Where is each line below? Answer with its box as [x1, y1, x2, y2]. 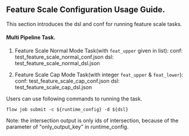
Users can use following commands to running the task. [6, 95, 142, 102]
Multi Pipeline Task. [6, 34, 56, 41]
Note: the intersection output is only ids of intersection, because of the [6, 117, 179, 124]
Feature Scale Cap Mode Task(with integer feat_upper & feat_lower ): [14, 71, 184, 79]
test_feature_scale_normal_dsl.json [14, 60, 100, 67]
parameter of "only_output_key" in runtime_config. [6, 124, 129, 131]
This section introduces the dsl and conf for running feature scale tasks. [6, 20, 182, 27]
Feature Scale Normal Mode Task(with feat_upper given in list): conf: [14, 47, 183, 54]
